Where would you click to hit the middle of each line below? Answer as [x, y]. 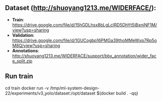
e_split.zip [22, 61]
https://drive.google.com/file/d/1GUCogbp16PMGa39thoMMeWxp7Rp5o [84, 40]
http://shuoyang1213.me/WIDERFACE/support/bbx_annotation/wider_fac [84, 56]
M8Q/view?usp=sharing [36, 45]
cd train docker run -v [27, 88]
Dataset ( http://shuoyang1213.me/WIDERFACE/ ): [81, 8]
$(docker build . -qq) [117, 93]
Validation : [23, 35]
